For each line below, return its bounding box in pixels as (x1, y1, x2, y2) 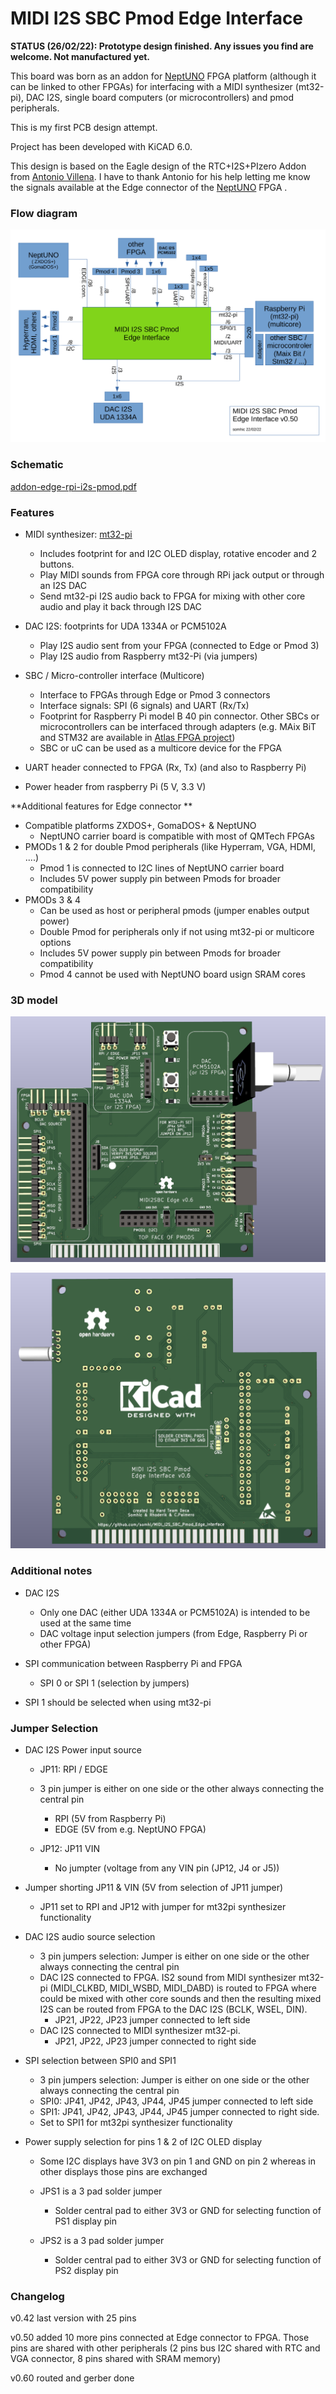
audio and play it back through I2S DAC (39, 600, 202, 612)
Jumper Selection (10, 1721, 99, 1735)
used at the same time (39, 1617, 132, 1629)
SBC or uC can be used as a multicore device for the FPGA (39, 742, 282, 754)
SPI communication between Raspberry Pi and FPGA (24, 1657, 243, 1669)
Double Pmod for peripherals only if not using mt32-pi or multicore (39, 925, 315, 937)
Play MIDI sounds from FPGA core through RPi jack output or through (39, 568, 325, 581)
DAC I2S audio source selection (24, 1930, 156, 1942)
